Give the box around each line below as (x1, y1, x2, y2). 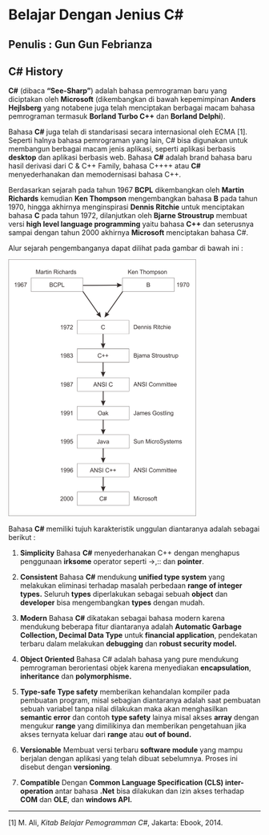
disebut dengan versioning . (19, 762, 112, 772)
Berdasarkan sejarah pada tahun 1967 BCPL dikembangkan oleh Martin (8, 185, 245, 195)
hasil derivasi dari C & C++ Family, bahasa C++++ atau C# (8, 161, 202, 171)
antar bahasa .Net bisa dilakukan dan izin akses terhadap (54, 786, 244, 796)
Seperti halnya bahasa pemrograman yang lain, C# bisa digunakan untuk (8, 136, 248, 145)
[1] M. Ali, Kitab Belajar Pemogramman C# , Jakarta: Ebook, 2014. (8, 817, 223, 827)
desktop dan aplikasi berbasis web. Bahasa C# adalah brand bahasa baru (8, 152, 252, 162)
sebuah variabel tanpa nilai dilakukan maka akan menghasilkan (19, 703, 228, 713)
